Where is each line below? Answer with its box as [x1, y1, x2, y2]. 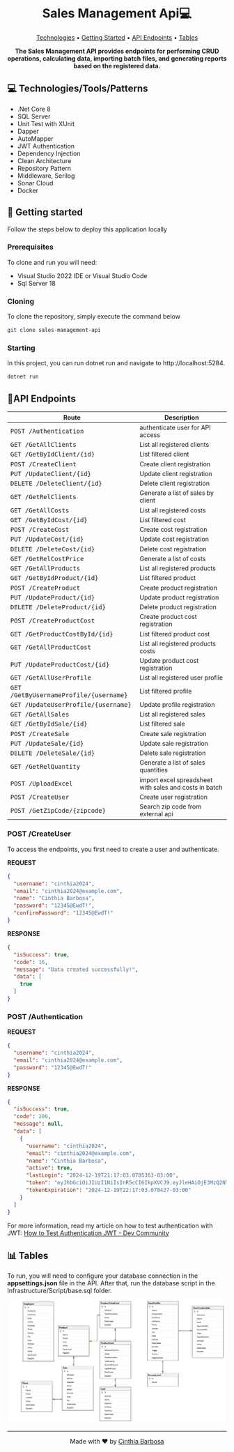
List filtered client [139, 450, 189, 459]
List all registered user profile [139, 673, 224, 682]
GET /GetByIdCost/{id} [10, 516, 88, 524]
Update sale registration [139, 739, 209, 747]
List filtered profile [139, 687, 192, 696]
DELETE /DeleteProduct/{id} [10, 604, 107, 611]
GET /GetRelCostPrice [10, 555, 84, 563]
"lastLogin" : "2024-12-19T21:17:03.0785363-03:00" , [25, 1172, 179, 1179]
